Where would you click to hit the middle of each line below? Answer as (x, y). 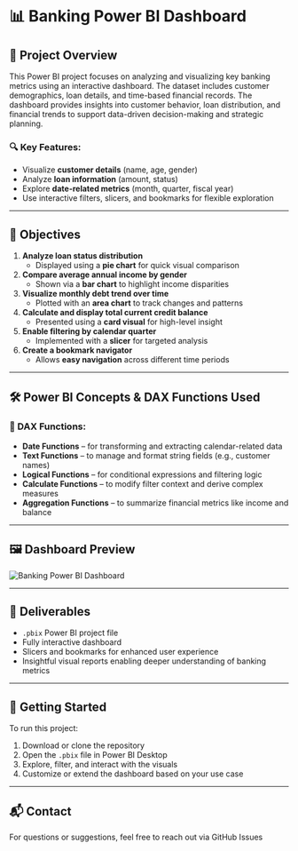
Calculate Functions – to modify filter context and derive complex (142, 483)
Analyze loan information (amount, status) (100, 179)
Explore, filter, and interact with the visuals (100, 765)
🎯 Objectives (45, 234)
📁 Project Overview (63, 55)
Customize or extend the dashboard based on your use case (133, 774)
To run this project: (43, 728)
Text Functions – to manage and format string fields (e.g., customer (146, 455)
